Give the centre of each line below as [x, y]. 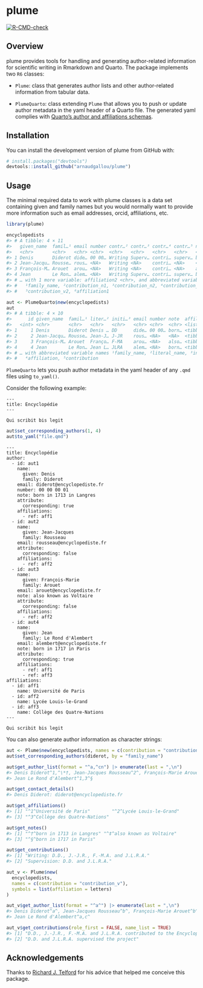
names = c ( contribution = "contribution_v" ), [70, 883]
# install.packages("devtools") [47, 161]
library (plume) [25, 224]
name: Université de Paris [51, 691]
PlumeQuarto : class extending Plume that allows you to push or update [101, 103]
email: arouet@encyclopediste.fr [59, 591]
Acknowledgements [45, 958]
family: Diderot [43, 479]
